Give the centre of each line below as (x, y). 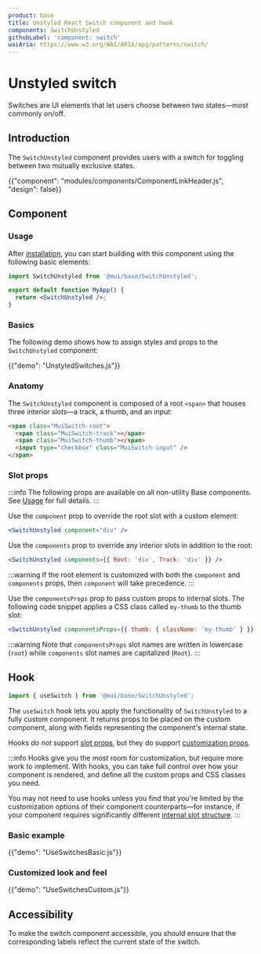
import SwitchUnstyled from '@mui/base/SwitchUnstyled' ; (103, 276)
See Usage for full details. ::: (54, 501)
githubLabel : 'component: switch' (65, 37)
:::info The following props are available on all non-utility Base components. (130, 493)
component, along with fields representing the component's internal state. (128, 727)
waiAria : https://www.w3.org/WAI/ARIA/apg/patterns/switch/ (109, 45)
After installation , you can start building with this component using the (121, 253)
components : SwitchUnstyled (54, 30)
